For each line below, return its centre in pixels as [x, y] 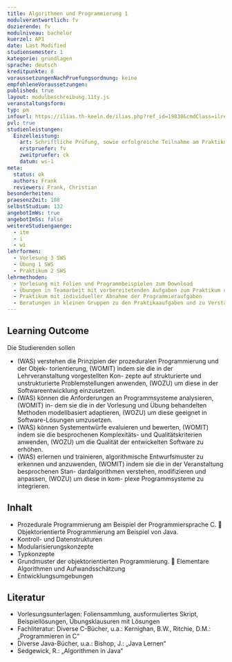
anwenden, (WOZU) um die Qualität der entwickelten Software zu [110, 442]
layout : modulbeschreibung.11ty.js [58, 98]
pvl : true [21, 123]
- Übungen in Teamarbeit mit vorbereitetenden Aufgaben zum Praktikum [117, 290]
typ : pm [18, 110]
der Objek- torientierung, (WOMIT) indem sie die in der [95, 368]
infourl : [20, 116]
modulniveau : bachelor [40, 33]
